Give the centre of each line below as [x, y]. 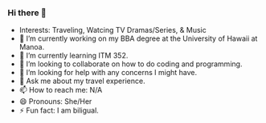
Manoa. [32, 47]
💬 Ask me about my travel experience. [82, 81]
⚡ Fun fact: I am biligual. [59, 110]
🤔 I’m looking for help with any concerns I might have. [108, 73]
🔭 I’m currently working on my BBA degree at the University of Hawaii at [138, 38]
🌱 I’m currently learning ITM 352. [74, 56]
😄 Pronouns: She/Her [55, 101]
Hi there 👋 [27, 13]
